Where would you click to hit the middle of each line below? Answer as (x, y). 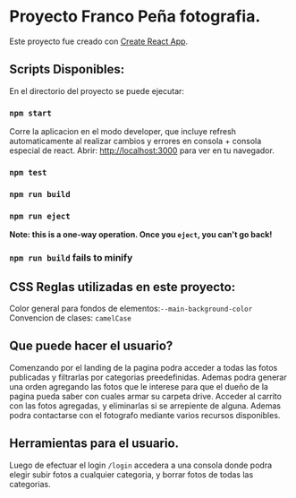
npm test (28, 172)
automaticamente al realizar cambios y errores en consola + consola (135, 142)
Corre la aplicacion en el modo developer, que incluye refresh (123, 132)
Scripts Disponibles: (67, 69)
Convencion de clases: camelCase (70, 318)
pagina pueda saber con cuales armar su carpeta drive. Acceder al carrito (145, 396)
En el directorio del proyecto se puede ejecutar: (97, 90)
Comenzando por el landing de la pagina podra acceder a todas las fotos (144, 367)
